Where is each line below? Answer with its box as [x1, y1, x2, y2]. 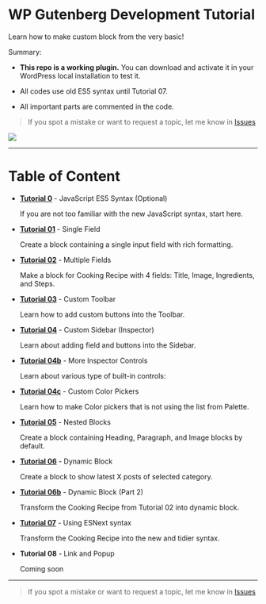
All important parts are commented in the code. [19, 102, 174, 111]
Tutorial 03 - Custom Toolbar [19, 294, 116, 303]
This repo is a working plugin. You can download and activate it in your [19, 62, 254, 72]
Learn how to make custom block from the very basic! [8, 32, 184, 41]
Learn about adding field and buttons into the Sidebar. [19, 340, 196, 350]
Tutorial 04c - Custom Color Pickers [19, 387, 139, 396]
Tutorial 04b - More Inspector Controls [19, 356, 148, 365]
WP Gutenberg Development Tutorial [8, 6, 256, 24]
